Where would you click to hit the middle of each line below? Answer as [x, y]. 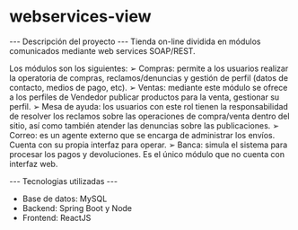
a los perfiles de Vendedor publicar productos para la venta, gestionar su [145, 97]
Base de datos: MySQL [65, 199]
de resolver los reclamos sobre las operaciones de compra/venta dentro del [149, 116]
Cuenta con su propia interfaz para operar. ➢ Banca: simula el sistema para [149, 145]
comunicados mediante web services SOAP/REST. [102, 50]
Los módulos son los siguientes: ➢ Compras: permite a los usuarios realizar [149, 68]
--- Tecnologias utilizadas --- [64, 181]
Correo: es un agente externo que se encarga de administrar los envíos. [142, 135]
